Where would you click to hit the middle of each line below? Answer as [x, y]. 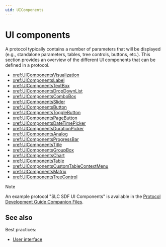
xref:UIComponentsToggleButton [47, 112]
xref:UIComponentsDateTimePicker [49, 123]
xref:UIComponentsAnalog [40, 134]
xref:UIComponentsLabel [38, 80]
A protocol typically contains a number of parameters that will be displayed [83, 49]
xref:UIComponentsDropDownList [48, 91]
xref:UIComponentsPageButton [45, 118]
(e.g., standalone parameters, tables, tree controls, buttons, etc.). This [78, 54]
